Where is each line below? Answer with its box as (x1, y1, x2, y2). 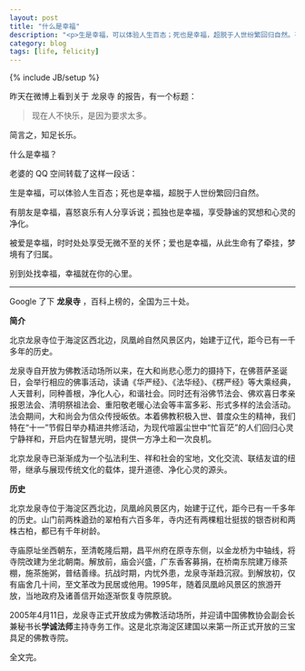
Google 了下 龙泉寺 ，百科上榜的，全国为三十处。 (9, 296, 195, 307)
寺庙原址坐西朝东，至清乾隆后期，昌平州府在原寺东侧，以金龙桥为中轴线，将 (9, 545, 296, 556)
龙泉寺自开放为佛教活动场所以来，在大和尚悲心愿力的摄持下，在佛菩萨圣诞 (9, 366, 288, 376)
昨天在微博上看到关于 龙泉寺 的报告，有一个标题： (9, 91, 197, 102)
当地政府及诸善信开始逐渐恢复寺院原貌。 (25, 590, 177, 601)
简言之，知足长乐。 (9, 129, 82, 141)
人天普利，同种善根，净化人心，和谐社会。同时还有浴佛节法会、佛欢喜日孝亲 (9, 388, 296, 399)
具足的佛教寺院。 (9, 633, 74, 644)
